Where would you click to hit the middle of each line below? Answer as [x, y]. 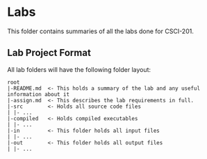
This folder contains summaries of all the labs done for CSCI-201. [101, 31]
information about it [39, 94]
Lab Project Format [49, 53]
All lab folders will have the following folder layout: [79, 69]
